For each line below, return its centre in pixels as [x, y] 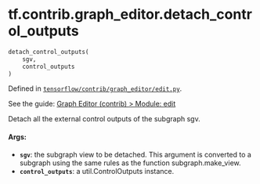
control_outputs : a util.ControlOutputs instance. [97, 171]
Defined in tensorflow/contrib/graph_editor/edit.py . [95, 88]
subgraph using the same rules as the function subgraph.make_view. [130, 163]
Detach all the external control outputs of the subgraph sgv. [105, 119]
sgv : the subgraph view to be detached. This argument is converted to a [135, 154]
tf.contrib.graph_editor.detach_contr [130, 14]
